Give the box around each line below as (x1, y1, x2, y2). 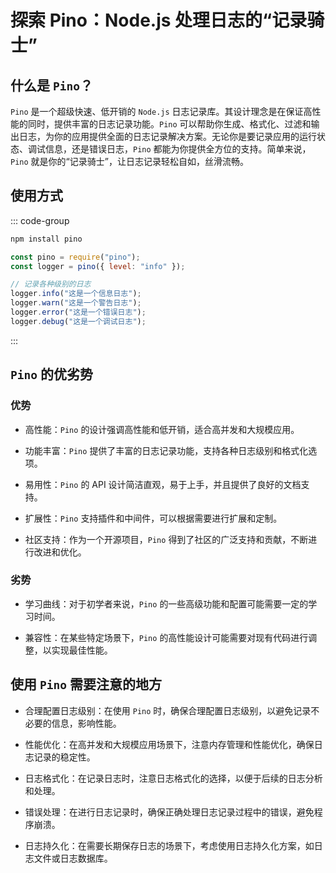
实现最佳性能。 (51, 644, 113, 656)
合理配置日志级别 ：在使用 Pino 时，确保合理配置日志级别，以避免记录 (24, 704, 312, 716)
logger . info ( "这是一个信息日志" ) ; (10, 289, 142, 299)
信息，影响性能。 (51, 717, 122, 729)
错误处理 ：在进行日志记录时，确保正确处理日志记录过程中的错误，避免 (24, 806, 315, 818)
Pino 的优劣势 (10, 366, 93, 383)
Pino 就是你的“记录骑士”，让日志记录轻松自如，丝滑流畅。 (10, 156, 249, 167)
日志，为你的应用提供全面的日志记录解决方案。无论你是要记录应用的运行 (18, 131, 317, 142)
